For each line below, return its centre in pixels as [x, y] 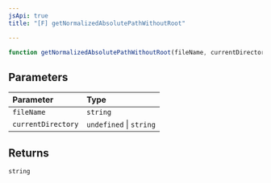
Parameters [38, 77]
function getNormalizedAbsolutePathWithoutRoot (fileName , [108, 52]
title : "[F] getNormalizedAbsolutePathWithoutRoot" [97, 23]
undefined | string [121, 124]
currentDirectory [46, 124]
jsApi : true [28, 16]
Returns [29, 153]
